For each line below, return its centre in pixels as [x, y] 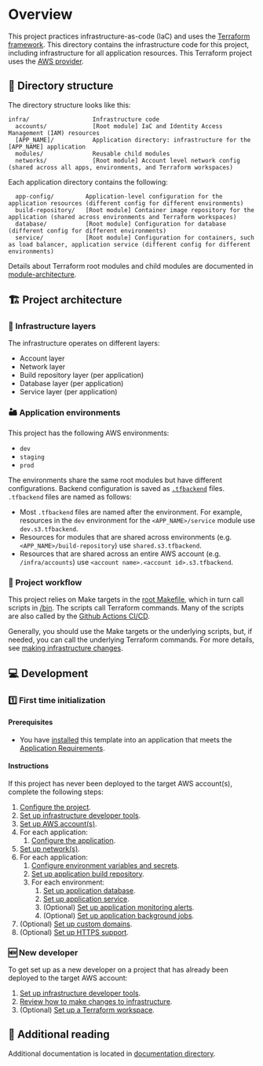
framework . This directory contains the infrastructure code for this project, [129, 44]
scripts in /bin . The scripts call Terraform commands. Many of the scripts [126, 608]
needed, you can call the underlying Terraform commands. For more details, [131, 640]
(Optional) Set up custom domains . [76, 924]
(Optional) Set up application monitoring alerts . [119, 907]
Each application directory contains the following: [88, 181]
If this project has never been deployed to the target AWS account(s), [121, 783]
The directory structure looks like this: [69, 104]
